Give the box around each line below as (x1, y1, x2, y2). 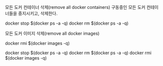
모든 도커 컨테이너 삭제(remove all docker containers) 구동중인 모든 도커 (5, 4, 146, 10)
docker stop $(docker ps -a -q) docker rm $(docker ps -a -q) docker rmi (5, 50, 152, 56)
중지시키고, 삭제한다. (18, 10, 58, 16)
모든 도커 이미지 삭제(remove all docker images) (5, 31, 100, 36)
